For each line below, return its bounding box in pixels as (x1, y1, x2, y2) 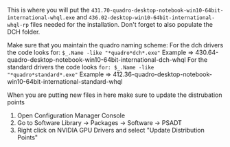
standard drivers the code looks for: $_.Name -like (7, 63, 154, 71)
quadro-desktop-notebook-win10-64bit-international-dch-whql (7, 56, 187, 64)
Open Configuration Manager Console (16, 111, 126, 120)
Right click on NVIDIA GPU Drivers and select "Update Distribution (16, 126, 205, 134)
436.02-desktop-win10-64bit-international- (89, 14, 215, 21)
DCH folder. (7, 27, 41, 36)
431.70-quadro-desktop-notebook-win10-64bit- (91, 7, 224, 14)
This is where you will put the (7, 6, 90, 14)
